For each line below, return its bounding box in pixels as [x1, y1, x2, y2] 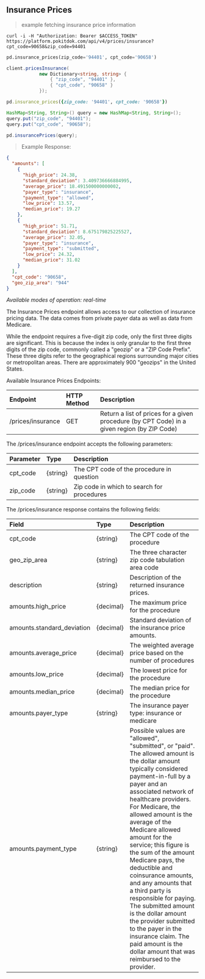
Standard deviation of [129, 616, 192, 624]
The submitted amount [129, 902, 195, 910]
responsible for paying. [129, 894, 196, 903]
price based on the [129, 649, 184, 657]
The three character [129, 548, 187, 557]
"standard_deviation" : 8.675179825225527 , [22, 229, 132, 235]
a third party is [129, 886, 171, 895]
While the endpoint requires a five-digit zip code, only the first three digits [6, 333, 192, 340]
